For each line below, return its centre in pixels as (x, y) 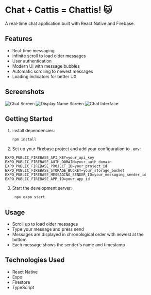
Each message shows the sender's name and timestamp (68, 245)
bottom (19, 239)
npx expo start (30, 197)
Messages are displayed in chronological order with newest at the (78, 234)
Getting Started (29, 119)
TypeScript (23, 287)
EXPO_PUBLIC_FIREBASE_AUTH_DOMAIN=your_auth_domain (58, 162)
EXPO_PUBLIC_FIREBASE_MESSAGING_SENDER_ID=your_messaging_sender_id (76, 175)
